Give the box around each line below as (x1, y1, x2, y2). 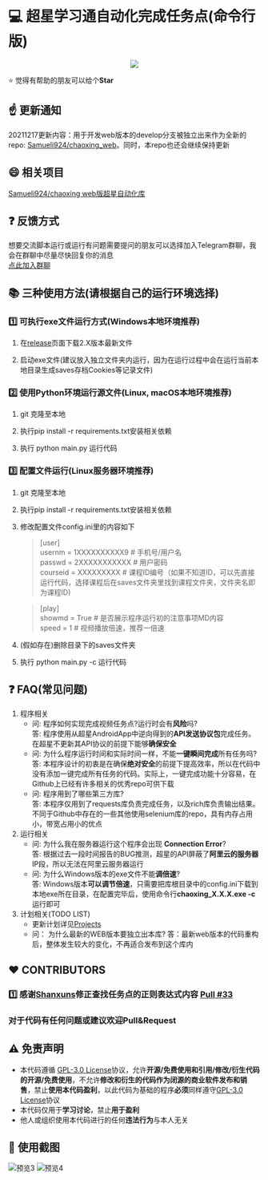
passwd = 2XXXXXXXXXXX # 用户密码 (39, 557, 168, 567)
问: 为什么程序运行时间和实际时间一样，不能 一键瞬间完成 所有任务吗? (31, 749, 258, 758)
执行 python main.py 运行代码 (19, 443, 118, 453)
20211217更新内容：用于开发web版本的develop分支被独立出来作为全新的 (8, 130, 246, 139)
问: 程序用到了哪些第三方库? (31, 789, 124, 798)
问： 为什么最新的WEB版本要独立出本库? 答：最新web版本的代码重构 (31, 929, 258, 939)
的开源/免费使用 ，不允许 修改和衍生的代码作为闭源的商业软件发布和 (19, 1075, 241, 1085)
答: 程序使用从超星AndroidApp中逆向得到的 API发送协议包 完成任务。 (31, 729, 256, 738)
